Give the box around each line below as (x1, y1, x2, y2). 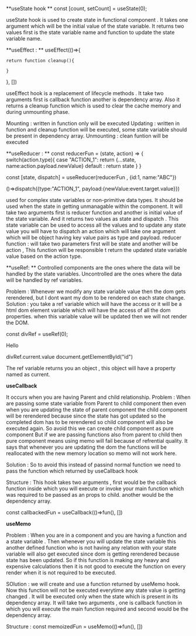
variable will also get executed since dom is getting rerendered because (6, 550, 180, 557)
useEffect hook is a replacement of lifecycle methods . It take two (6, 90, 164, 96)
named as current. (6, 371, 51, 378)
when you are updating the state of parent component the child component (6, 406, 188, 413)
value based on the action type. (6, 253, 82, 260)
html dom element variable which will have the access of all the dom (6, 307, 171, 314)
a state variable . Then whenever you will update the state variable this (6, 538, 177, 545)
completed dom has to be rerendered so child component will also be (6, 419, 174, 425)
